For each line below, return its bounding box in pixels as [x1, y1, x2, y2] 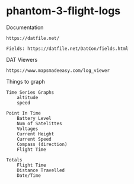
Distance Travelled [17, 167, 65, 173]
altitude [17, 94, 39, 100]
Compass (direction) [17, 141, 68, 147]
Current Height [17, 131, 55, 137]
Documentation [6, 24, 44, 31]
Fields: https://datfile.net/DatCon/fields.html [6, 46, 129, 52]
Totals [6, 157, 23, 163]
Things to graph [6, 78, 46, 85]
